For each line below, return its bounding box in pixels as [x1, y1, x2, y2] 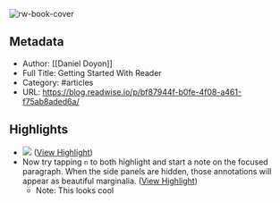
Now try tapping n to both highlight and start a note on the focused [21, 156, 268, 167]
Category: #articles [21, 77, 94, 88]
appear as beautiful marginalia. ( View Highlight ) [21, 175, 199, 186]
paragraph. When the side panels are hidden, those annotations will [21, 165, 272, 176]
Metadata [9, 34, 64, 49]
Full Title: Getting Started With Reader [21, 67, 163, 78]
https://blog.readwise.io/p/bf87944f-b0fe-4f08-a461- [42, 86, 242, 97]
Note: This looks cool [35, 184, 115, 196]
